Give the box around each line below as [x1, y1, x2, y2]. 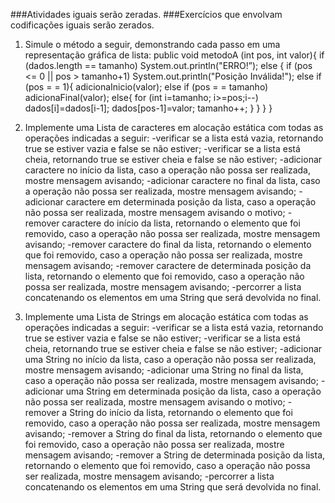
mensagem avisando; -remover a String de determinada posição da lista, [24, 449, 326, 461]
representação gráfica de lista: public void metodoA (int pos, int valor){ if [24, 49, 325, 61]
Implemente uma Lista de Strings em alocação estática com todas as [24, 311, 309, 323]
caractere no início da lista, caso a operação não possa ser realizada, [24, 164, 311, 176]
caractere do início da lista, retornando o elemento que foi [61, 217, 301, 229]
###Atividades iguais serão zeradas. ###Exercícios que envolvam [10, 9, 283, 20]
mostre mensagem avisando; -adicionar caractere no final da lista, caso [24, 175, 321, 186]
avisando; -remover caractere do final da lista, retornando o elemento [24, 239, 312, 250]
